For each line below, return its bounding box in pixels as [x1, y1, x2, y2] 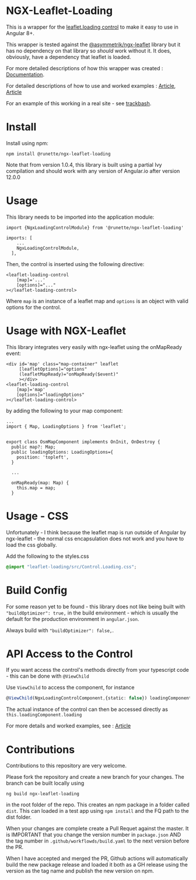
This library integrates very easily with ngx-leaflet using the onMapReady [6, 343, 183, 350]
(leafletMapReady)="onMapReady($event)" [19, 371, 118, 377]
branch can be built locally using [6, 779, 85, 787]
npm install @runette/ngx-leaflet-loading [6, 151, 111, 157]
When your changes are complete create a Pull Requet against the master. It [6, 825, 189, 832]
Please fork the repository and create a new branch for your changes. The [6, 774, 185, 781]
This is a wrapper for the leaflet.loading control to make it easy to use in [6, 23, 179, 30]
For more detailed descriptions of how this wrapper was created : [6, 64, 163, 71]
